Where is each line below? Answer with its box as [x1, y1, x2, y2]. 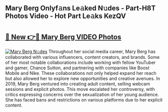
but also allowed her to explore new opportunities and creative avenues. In [5, 75, 160, 81]
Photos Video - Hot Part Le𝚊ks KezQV [5, 12, 126, 21]
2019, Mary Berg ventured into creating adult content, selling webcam [5, 81, 150, 87]
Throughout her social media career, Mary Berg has [48, 49, 156, 54]
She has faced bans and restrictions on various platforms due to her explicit [5, 97, 163, 102]
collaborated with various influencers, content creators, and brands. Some [5, 54, 160, 60]
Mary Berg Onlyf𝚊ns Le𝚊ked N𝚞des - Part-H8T [5, 4, 156, 13]
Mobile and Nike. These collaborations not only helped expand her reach [5, 70, 156, 76]
